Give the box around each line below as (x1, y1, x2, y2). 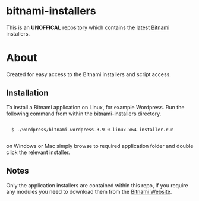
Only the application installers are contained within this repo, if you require (6, 181, 188, 189)
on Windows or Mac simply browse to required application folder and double (6, 142, 194, 149)
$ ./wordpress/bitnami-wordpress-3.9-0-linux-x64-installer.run (11, 127, 174, 133)
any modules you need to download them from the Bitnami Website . (6, 188, 172, 195)
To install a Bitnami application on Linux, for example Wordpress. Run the (6, 103, 185, 111)
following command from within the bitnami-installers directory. (6, 110, 162, 117)
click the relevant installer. (6, 149, 70, 156)
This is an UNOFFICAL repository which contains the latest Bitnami (6, 24, 170, 31)
